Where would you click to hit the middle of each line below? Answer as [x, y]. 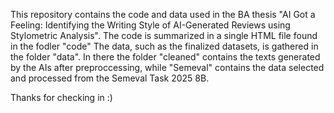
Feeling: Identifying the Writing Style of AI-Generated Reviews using [150, 25]
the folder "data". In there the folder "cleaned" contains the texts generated [165, 57]
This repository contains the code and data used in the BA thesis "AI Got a [163, 14]
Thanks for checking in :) [61, 97]
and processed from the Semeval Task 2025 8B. [110, 78]
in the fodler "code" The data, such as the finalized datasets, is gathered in [164, 46]
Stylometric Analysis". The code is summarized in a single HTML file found [164, 35]
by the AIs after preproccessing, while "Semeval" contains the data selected [167, 67]
